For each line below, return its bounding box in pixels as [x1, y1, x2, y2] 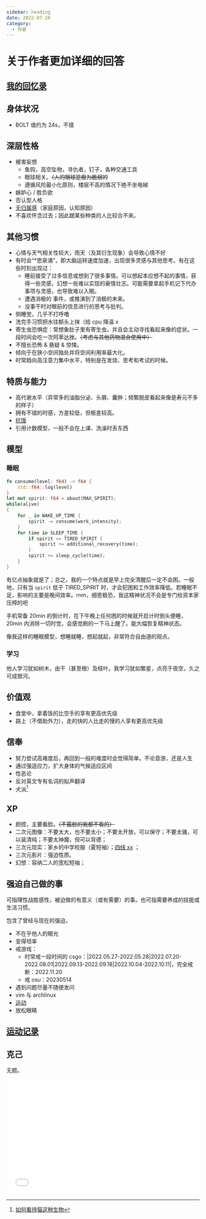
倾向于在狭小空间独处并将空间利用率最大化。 [15, 349, 129, 356]
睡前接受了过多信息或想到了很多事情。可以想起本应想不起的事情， [24, 272, 191, 279]
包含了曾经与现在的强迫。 [6, 916, 71, 924]
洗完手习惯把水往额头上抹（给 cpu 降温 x [15, 318, 119, 325]
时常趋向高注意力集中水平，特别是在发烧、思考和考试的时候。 [15, 357, 172, 364]
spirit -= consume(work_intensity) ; [28, 518, 122, 524]
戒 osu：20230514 [24, 976, 72, 983]
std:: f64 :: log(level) [17, 484, 72, 490]
